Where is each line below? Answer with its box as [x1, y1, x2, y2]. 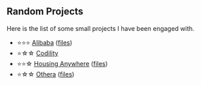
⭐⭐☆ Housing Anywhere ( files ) [16, 59, 109, 67]
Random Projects [6, 6, 84, 18]
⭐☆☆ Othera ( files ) [16, 70, 75, 78]
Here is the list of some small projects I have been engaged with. [6, 24, 195, 32]
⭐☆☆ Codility [16, 48, 59, 57]
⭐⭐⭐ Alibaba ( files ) [16, 38, 73, 46]
